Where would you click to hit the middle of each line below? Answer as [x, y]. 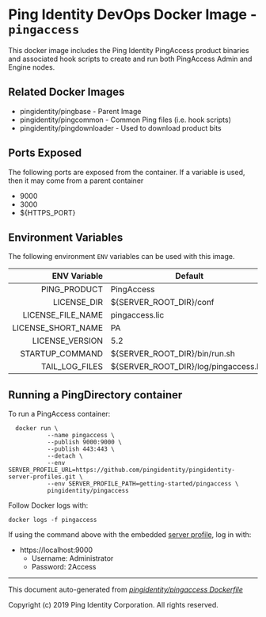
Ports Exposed [45, 153]
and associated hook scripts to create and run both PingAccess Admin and [130, 59]
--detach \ [65, 456]
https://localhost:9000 [56, 550]
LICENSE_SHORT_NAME [57, 328]
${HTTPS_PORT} [47, 212]
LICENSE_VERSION [67, 341]
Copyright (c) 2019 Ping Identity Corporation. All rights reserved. [114, 605]
